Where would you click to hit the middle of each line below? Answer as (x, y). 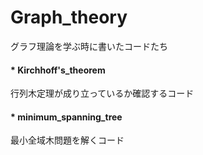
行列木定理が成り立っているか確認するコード (102, 93)
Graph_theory (69, 17)
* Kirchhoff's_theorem (58, 70)
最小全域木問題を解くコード (67, 140)
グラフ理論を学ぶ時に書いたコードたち (89, 46)
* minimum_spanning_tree (66, 117)
